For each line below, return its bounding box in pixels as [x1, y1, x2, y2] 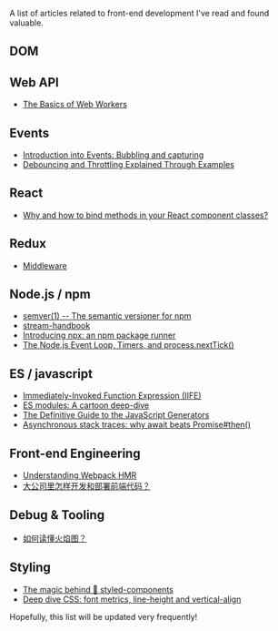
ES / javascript [9, 366, 94, 382]
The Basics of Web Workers [22, 99, 127, 110]
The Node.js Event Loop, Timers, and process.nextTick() [22, 340, 234, 351]
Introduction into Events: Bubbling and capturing [22, 149, 204, 160]
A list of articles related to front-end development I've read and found [9, 8, 270, 18]
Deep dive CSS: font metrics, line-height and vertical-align [22, 594, 242, 605]
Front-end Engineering [9, 445, 141, 461]
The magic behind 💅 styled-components [22, 584, 174, 595]
